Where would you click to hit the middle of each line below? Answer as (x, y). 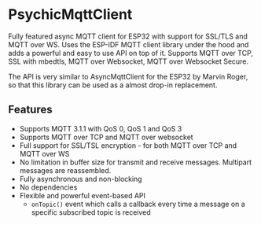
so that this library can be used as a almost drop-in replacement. (113, 85)
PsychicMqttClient (70, 15)
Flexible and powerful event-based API (83, 195)
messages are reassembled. (65, 170)
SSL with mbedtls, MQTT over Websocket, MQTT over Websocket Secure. (129, 61)
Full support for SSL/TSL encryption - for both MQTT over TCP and (128, 145)
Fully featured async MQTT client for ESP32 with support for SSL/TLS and (128, 36)
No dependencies (48, 187)
